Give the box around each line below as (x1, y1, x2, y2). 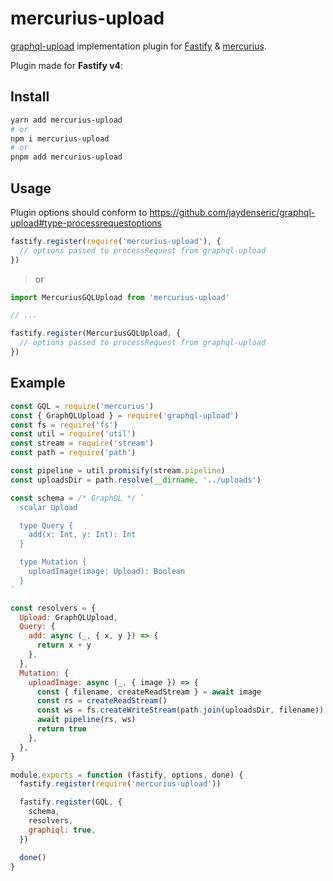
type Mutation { (19, 557, 87, 567)
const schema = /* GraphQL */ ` (10, 493, 145, 503)
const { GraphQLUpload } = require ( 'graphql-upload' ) (10, 410, 240, 421)
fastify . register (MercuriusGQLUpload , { (10, 328, 182, 339)
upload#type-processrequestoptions (10, 217, 162, 229)
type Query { (19, 520, 74, 531)
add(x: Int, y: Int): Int (28, 530, 137, 540)
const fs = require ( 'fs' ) (10, 420, 118, 430)
